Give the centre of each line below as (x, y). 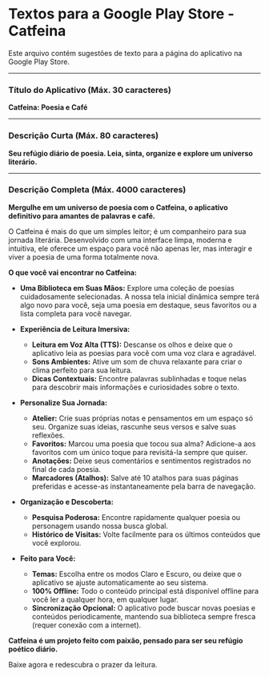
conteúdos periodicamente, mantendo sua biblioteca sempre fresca (144, 616)
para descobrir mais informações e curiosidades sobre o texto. (136, 387)
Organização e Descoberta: (66, 502)
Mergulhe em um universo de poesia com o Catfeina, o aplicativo (118, 207)
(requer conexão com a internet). (86, 625)
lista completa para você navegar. (76, 313)
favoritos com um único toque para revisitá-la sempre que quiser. (140, 452)
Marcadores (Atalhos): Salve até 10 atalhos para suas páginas (135, 478)
